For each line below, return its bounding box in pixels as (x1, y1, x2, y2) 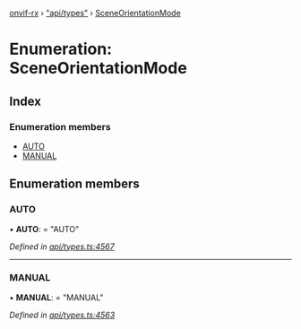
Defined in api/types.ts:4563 (9, 309, 116, 320)
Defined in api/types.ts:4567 (9, 241, 115, 252)
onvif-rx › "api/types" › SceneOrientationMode (9, 8, 181, 18)
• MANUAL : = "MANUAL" (9, 291, 104, 303)
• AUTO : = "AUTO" (9, 223, 80, 234)
